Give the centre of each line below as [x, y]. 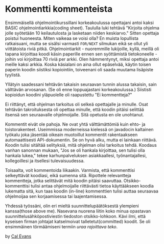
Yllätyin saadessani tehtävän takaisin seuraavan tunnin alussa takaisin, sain [81, 84]
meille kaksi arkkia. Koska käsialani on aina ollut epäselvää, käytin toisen [78, 64]
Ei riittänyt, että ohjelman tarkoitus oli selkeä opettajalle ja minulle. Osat [77, 104]
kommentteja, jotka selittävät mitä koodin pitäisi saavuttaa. [64, 181]
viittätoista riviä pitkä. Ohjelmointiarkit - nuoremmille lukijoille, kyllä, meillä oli [82, 49]
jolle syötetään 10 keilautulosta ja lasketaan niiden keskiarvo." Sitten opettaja [82, 33]
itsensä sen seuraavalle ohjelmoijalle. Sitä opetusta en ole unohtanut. [75, 114]
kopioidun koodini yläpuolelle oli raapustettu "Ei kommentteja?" [69, 95]
